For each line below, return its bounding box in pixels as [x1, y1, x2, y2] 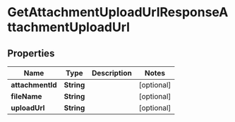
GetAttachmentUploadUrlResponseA [7, 4, 229, 20]
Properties [7, 47, 55, 59]
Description [91, 68, 132, 78]
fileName [11, 92, 42, 101]
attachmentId [11, 80, 58, 90]
